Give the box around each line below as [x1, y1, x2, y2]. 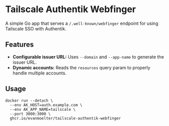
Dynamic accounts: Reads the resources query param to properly [12, 64, 151, 70]
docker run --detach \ [5, 98, 53, 103]
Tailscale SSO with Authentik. [5, 25, 67, 31]
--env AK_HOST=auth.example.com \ [10, 102, 82, 107]
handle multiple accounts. [12, 70, 67, 76]
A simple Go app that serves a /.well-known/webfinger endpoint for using [5, 20, 158, 26]
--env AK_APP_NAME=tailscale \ [10, 107, 76, 112]
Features [5, 40, 34, 49]
